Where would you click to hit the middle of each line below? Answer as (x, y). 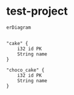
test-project (37, 11)
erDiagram (19, 27)
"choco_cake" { (25, 70)
